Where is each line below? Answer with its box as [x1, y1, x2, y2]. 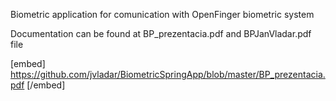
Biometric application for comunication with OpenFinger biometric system [10, 9, 315, 20]
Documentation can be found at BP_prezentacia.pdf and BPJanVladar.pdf [10, 28, 312, 39]
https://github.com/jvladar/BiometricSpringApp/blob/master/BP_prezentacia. [10, 69, 326, 80]
